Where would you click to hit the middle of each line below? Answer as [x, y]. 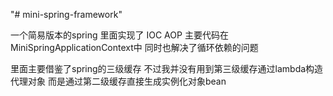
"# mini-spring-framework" [66, 14]
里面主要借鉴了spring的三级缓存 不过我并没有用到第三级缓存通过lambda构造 [167, 68]
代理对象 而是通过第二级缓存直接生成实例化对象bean [118, 81]
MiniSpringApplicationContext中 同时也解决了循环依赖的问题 [134, 47]
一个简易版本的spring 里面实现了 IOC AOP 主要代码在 [119, 35]
